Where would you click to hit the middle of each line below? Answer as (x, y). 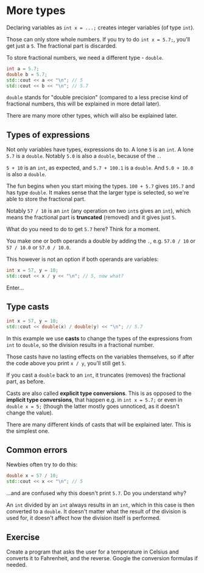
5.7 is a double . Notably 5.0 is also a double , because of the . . (84, 156)
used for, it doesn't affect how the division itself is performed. (84, 518)
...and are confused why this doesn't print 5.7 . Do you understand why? (97, 493)
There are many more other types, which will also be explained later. (92, 116)
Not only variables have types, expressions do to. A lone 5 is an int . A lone (100, 149)
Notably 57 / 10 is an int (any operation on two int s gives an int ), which (99, 211)
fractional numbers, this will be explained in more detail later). (84, 104)
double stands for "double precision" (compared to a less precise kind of (97, 98)
